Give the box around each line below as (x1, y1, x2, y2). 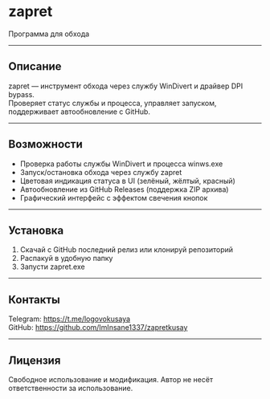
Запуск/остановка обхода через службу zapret (19, 167, 182, 177)
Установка (8, 223, 64, 237)
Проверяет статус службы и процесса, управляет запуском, (8, 98, 217, 108)
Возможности (8, 137, 83, 151)
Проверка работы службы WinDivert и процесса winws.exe (19, 159, 223, 169)
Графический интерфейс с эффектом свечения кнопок (19, 193, 208, 202)
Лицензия (8, 353, 61, 367)
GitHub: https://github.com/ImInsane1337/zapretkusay (8, 323, 188, 332)
